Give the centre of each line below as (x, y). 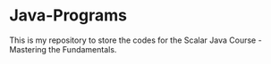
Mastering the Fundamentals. (63, 49)
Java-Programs (68, 16)
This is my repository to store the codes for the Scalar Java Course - (135, 40)
